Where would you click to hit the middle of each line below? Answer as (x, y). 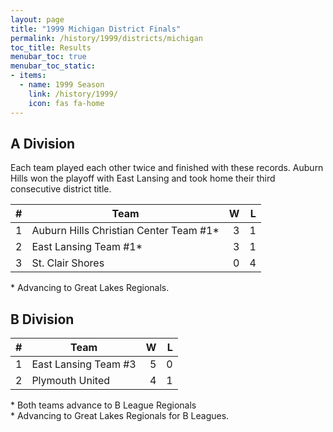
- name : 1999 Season (62, 85)
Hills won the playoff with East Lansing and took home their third (143, 178)
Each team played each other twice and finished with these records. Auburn (167, 168)
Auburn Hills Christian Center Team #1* (125, 231)
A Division (43, 143)
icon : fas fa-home (66, 103)
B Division (42, 319)
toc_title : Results (51, 47)
